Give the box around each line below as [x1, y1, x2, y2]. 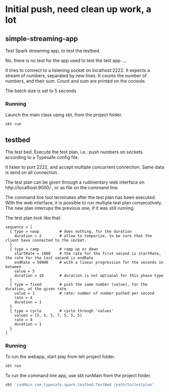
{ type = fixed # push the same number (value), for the [10, 282, 148, 287]
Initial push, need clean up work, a [5, 4, 151, 15]
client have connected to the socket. [5, 238, 87, 243]
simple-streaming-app [5, 34, 78, 43]
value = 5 [14, 268, 35, 273]
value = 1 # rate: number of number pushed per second [14, 291, 155, 296]
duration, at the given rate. [5, 286, 69, 291]
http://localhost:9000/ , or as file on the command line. [5, 184, 119, 190]
